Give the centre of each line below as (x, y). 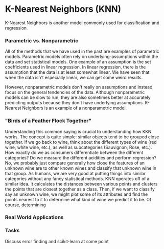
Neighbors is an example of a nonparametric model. (74, 108)
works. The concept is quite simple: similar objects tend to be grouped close (82, 137)
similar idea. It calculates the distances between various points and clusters (81, 184)
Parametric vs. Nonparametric (42, 40)
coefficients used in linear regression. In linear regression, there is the (75, 67)
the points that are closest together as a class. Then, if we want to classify (80, 189)
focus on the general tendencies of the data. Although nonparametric (75, 93)
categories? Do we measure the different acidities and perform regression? (81, 157)
